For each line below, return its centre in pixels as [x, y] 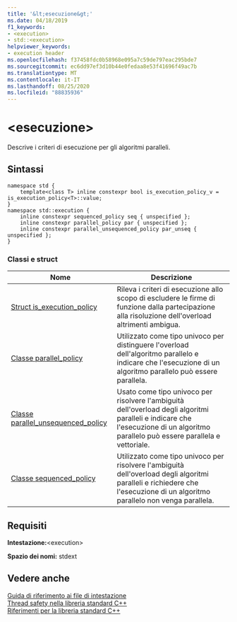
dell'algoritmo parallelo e [158, 354]
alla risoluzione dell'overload [164, 316]
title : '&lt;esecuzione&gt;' [50, 14]
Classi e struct [32, 259]
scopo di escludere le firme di [166, 298]
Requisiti [27, 526]
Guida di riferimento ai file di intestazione [67, 595]
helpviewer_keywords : [39, 47]
